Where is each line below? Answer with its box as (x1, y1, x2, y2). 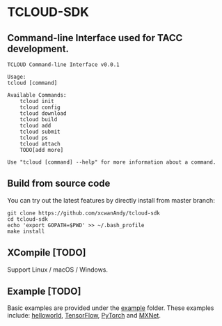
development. (7, 42, 70, 54)
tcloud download (19, 110, 68, 117)
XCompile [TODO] (7, 247, 86, 258)
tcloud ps (19, 134, 49, 141)
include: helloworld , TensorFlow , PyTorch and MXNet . (7, 311, 161, 320)
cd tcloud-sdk (7, 215, 49, 223)
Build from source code (7, 178, 111, 189)
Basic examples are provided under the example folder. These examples (7, 304, 214, 312)
